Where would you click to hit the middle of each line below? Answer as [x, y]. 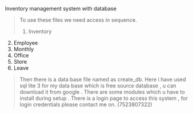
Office [21, 55]
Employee [26, 43]
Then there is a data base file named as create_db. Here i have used [103, 79]
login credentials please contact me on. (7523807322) [86, 105]
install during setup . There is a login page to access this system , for [104, 98]
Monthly [24, 49]
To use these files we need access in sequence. [78, 20]
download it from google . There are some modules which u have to [102, 92]
